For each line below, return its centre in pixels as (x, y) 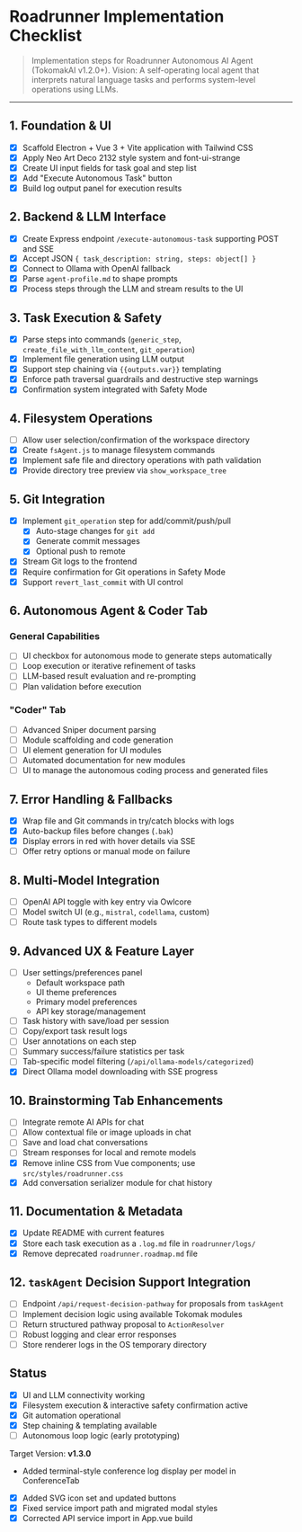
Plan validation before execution (82, 686)
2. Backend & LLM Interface (88, 217)
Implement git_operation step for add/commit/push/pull (127, 521)
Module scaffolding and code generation (98, 740)
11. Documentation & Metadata (96, 1211)
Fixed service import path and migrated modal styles (120, 1508)
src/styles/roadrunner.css (73, 1174)
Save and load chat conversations (85, 1143)
